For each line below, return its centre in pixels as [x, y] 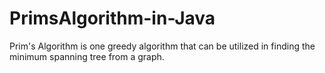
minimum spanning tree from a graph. [87, 56]
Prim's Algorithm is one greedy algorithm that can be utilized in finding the [162, 46]
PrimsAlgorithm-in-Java [112, 18]
